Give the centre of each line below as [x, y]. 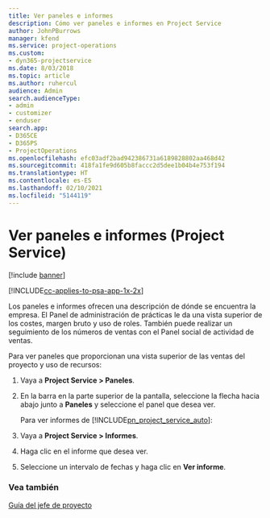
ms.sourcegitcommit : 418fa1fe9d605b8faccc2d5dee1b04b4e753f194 [117, 166]
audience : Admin [35, 91]
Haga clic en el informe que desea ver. [84, 451]
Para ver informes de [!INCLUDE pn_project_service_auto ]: [116, 420]
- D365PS [23, 143]
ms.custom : [27, 53]
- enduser [25, 121]
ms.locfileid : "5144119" [50, 195]
